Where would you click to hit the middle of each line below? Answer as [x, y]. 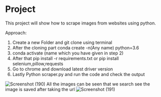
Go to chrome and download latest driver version [63, 69]
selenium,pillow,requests [38, 63]
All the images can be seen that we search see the [98, 84]
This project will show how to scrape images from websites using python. [80, 23]
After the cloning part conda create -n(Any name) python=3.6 [76, 47]
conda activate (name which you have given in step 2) [68, 53]
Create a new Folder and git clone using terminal [62, 42]
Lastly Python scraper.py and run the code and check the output [79, 74]
